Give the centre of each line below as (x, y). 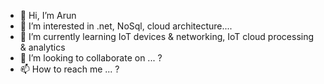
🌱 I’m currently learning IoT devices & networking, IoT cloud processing (167, 36)
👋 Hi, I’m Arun (48, 15)
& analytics (42, 47)
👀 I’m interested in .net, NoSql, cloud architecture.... (126, 26)
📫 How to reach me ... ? (69, 69)
